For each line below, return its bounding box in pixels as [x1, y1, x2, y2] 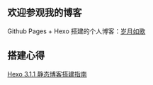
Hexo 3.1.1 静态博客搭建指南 [7, 69, 87, 78]
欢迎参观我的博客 [7, 6, 82, 19]
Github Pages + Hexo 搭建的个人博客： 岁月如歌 [7, 27, 146, 35]
